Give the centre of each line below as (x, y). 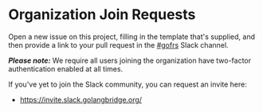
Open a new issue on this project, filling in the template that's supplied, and (132, 37)
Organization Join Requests (102, 15)
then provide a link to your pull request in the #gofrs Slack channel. (118, 44)
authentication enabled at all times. (66, 68)
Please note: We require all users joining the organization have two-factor (130, 60)
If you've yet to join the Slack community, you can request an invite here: (128, 84)
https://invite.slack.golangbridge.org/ (80, 99)
